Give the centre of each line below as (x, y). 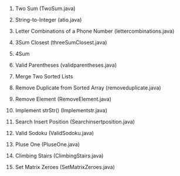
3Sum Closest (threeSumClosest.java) (61, 42)
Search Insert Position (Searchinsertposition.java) (75, 122)
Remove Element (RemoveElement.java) (63, 99)
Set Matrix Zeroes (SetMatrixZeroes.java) (65, 167)
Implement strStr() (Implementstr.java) (61, 110)
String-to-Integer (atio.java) (48, 20)
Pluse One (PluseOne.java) (47, 144)
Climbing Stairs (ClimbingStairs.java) (59, 156)
